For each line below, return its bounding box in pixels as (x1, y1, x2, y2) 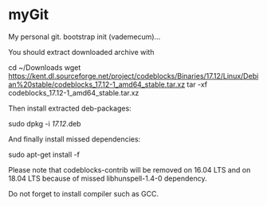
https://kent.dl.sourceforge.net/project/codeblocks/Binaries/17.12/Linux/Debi (8, 71, 259, 80)
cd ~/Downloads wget (8, 62, 81, 72)
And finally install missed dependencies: (8, 134, 141, 144)
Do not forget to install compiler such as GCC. (8, 189, 159, 198)
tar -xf (187, 80, 208, 89)
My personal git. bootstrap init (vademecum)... (8, 32, 161, 41)
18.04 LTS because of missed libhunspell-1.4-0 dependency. (8, 173, 207, 183)
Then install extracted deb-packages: (8, 103, 132, 113)
